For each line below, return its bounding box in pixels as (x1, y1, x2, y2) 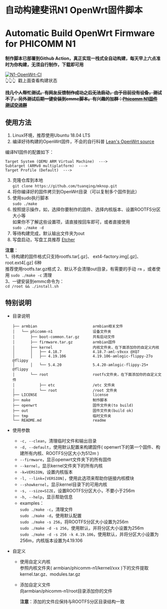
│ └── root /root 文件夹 (12, 388, 118, 393)
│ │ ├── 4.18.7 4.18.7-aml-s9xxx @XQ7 (12, 349, 140, 354)
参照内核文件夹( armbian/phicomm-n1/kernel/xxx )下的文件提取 (19, 565, 149, 571)
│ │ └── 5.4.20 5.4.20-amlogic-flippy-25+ (12, 362, 149, 367)
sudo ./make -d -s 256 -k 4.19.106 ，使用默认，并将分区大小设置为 (19, 531, 159, 537)
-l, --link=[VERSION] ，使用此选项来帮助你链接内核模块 (19, 475, 134, 481)
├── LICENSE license (12, 392, 108, 397)
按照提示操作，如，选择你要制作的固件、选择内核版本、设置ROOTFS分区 (12, 206, 161, 212)
